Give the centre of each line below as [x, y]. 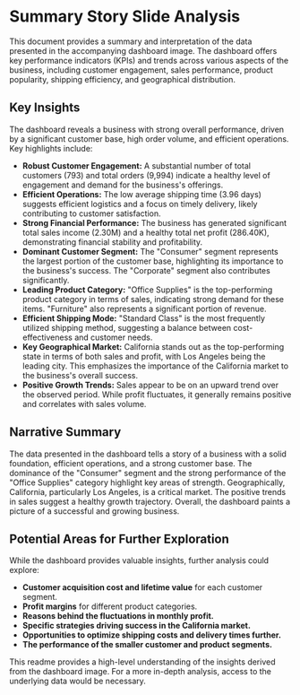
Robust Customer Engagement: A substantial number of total [136, 165]
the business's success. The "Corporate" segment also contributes [146, 270]
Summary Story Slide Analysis [125, 17]
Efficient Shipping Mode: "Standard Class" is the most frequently [144, 318]
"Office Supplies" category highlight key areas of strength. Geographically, [147, 482]
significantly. [46, 280]
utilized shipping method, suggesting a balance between [127, 327]
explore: [25, 570]
